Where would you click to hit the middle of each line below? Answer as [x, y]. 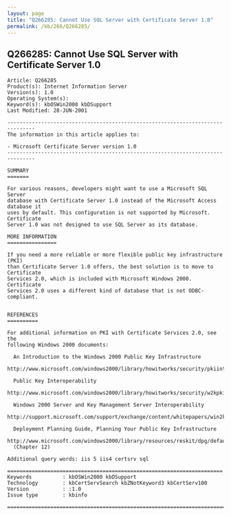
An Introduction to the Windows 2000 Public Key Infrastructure [107, 357]
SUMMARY [18, 171]
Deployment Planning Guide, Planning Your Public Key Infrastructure [115, 429]
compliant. [23, 297]
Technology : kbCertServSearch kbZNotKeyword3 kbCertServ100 [107, 483]
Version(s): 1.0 [30, 93]
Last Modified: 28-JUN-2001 [47, 111]
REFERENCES [23, 315]
